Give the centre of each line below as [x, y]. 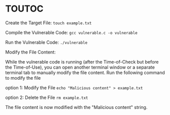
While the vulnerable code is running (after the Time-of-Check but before [82, 62]
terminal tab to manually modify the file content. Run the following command [85, 72]
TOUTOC [24, 9]
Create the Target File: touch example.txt [48, 23]
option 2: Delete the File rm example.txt [47, 97]
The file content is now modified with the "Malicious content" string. [76, 107]
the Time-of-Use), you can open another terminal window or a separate [80, 67]
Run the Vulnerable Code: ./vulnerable [46, 42]
